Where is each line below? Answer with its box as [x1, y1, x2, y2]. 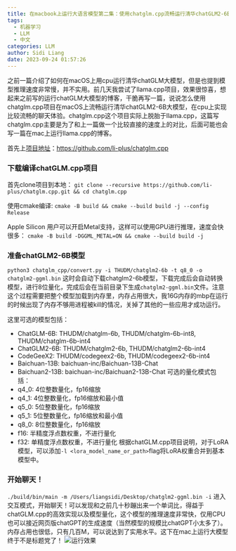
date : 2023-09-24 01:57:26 [7, 56, 86, 63]
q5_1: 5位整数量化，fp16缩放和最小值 [17, 412, 124, 420]
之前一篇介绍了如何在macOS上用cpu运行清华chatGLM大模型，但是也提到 [7, 76, 220, 84]
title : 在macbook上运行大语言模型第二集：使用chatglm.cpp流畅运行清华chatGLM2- [7, 10, 225, 18]
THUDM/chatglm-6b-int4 [17, 337, 91, 345]
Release [7, 209, 30, 216]
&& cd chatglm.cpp [73, 188, 128, 195]
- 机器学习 [13, 23, 41, 30]
